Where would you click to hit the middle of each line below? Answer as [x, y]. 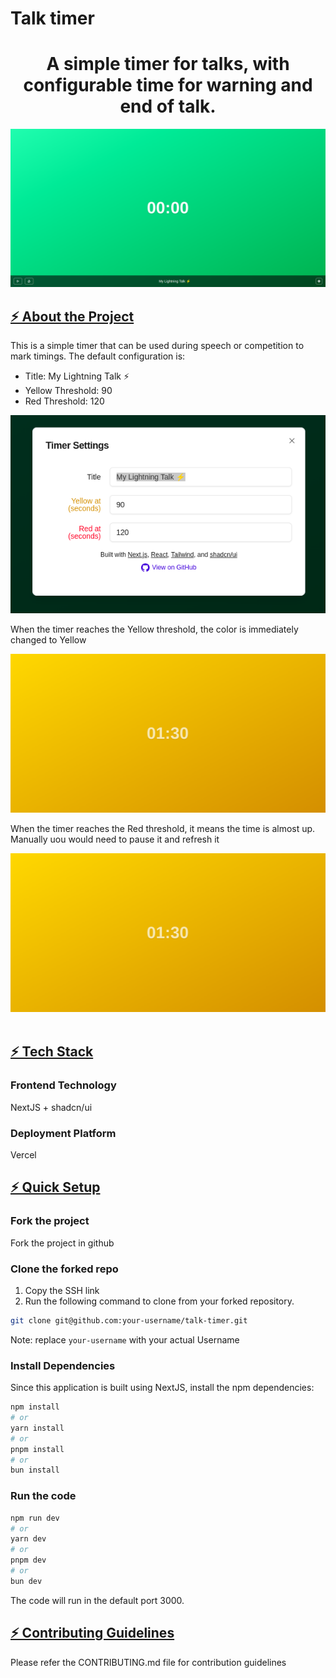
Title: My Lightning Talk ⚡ [77, 376]
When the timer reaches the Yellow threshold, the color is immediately [154, 629]
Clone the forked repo [64, 1269]
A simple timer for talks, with [168, 64]
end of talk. [168, 106]
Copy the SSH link [62, 1291]
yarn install [37, 1428]
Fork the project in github [62, 1243]
